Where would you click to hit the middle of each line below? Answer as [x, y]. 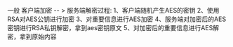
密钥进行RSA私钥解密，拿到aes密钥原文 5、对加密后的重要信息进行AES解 [113, 28]
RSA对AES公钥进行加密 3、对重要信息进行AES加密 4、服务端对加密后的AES [117, 19]
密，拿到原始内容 [32, 36]
